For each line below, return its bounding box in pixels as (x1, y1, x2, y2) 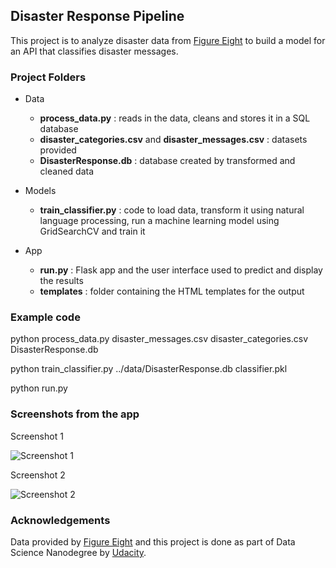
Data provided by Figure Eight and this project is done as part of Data (10, 536, 296, 548)
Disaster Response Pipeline (10, 8, 185, 25)
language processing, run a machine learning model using (39, 215, 280, 227)
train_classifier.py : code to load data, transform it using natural (39, 204, 305, 216)
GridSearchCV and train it (39, 225, 146, 238)
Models (24, 185, 57, 197)
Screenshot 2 (10, 469, 66, 481)
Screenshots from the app (10, 407, 140, 421)
